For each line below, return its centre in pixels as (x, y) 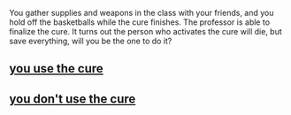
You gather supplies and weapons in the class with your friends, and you (142, 13)
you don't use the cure (73, 99)
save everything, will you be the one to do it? (91, 41)
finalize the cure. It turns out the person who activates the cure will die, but (146, 31)
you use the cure (56, 69)
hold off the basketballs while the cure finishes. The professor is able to (140, 22)
